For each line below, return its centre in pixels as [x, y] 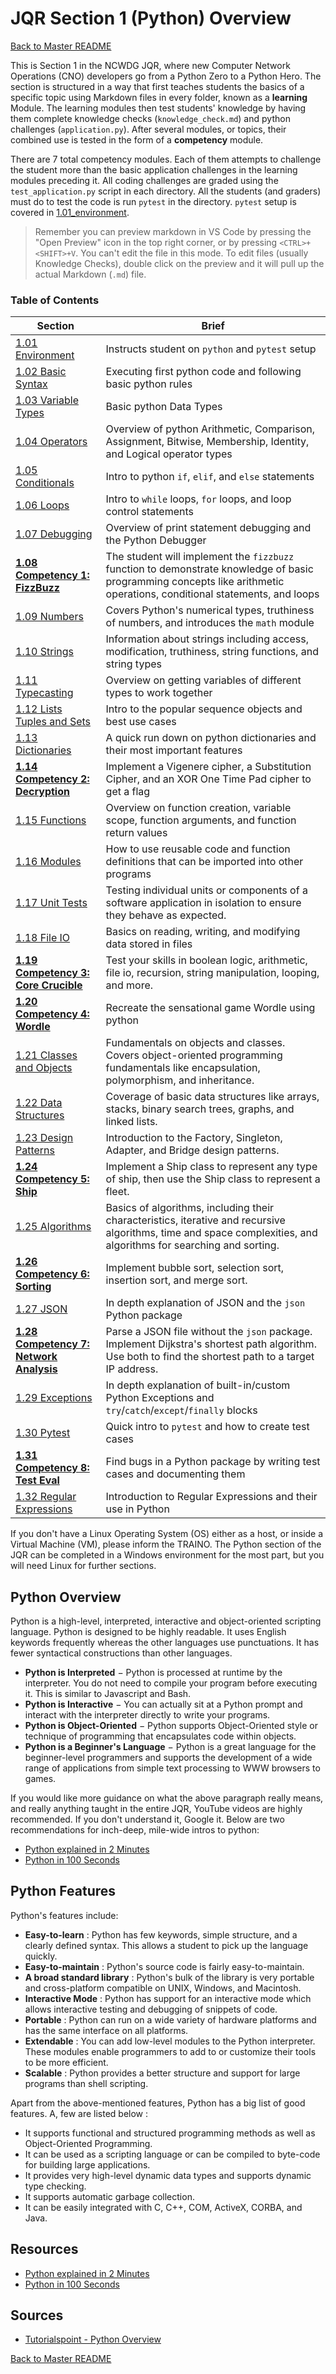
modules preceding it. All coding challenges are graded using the [144, 180]
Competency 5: [52, 1179]
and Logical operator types [169, 454]
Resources [44, 2249]
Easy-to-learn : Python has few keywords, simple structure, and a [161, 1934]
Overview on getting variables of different [203, 680]
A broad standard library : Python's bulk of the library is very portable [169, 1977]
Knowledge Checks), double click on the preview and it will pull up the [179, 263]
